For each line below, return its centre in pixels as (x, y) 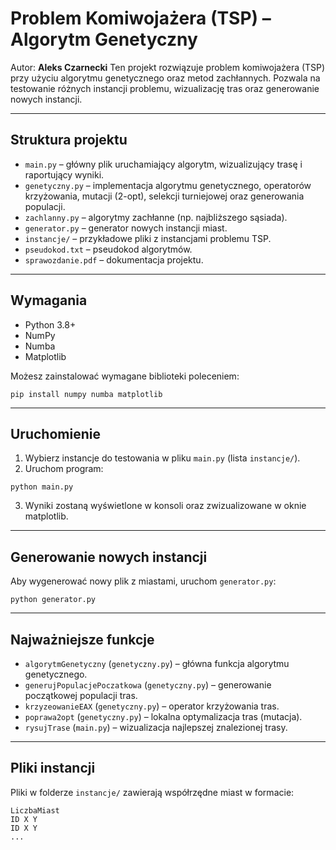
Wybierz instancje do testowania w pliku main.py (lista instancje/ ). (162, 458)
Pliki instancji (53, 768)
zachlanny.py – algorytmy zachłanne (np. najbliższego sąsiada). (156, 217)
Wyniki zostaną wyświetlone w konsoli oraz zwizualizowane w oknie (165, 506)
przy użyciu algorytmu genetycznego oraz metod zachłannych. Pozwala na (165, 78)
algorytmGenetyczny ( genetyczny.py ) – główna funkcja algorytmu (157, 663)
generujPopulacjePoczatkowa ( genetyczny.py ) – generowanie (148, 685)
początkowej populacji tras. (81, 695)
